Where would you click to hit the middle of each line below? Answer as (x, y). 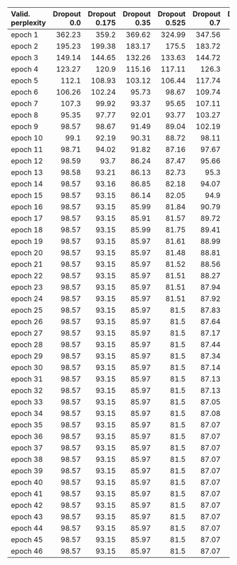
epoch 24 (27, 298)
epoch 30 (27, 368)
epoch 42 (27, 505)
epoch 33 (27, 402)
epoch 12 (27, 161)
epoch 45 (27, 540)
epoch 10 (27, 138)
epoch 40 (27, 482)
